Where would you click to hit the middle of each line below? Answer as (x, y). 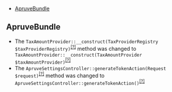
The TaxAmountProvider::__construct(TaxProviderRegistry (86, 41)
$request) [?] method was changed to (59, 75)
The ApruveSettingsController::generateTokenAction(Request (90, 68)
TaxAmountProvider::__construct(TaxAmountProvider (78, 55)
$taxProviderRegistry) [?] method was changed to (75, 48)
